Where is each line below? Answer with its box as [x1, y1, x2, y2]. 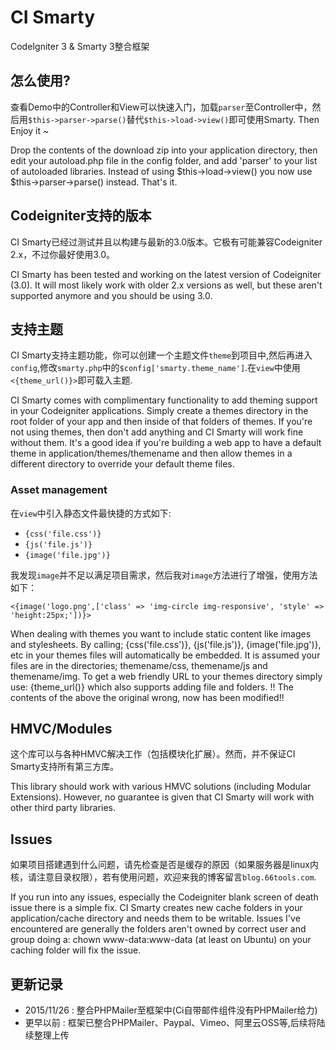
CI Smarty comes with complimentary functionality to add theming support [10, 394, 318, 406]
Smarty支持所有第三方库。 [10, 761, 120, 773]
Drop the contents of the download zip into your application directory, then [10, 144, 318, 156]
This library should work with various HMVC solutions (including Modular [10, 781, 312, 793]
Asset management [10, 483, 108, 497]
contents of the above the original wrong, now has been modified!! [10, 691, 285, 703]
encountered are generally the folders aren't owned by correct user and [10, 923, 307, 935]
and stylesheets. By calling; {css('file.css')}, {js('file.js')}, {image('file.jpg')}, [10, 638, 322, 650]
